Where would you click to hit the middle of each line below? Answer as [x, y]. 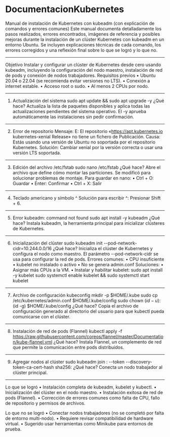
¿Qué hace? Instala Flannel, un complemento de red [108, 342]
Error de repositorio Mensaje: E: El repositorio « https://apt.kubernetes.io [88, 131]
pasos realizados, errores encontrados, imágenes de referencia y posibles [83, 34]
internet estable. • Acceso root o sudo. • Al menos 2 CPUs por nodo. [77, 86]
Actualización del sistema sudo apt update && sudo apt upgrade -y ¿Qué [88, 101]
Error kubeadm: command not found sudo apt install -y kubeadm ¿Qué [86, 218]
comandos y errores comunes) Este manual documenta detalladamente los [83, 28]
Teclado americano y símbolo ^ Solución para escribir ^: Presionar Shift [87, 198]
